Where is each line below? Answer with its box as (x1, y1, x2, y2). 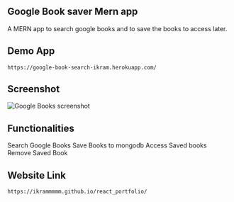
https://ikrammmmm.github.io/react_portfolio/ (7, 188, 147, 196)
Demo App (7, 45, 55, 57)
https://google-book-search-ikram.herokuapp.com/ (7, 64, 157, 71)
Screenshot (7, 83, 60, 95)
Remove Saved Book (7, 149, 68, 157)
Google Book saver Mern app (7, 6, 138, 18)
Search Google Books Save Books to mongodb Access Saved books (7, 141, 207, 150)
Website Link (7, 169, 66, 181)
